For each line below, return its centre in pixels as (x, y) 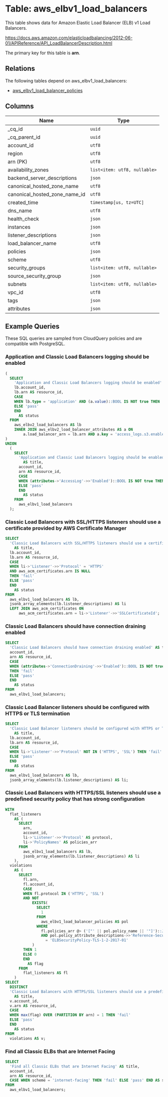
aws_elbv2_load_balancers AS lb (48, 425)
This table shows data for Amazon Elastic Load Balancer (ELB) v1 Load (78, 23)
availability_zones (28, 170)
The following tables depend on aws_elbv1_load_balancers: (66, 80)
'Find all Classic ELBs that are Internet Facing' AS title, (75, 1066)
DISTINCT (19, 987)
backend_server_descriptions (42, 178)
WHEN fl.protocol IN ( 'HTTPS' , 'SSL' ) (63, 893)
